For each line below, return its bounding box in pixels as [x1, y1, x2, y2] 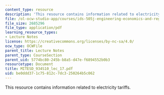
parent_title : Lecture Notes [5, 48, 64, 53]
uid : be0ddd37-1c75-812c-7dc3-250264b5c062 [5, 71, 95, 76]
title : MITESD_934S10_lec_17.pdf [5, 67, 73, 71]
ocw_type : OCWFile [5, 44, 42, 48]
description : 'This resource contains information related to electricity [5, 12, 161, 17]
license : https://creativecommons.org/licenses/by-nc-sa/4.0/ [5, 39, 134, 44]
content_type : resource [5, 7, 54, 12]
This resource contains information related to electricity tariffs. [5, 84, 131, 90]
